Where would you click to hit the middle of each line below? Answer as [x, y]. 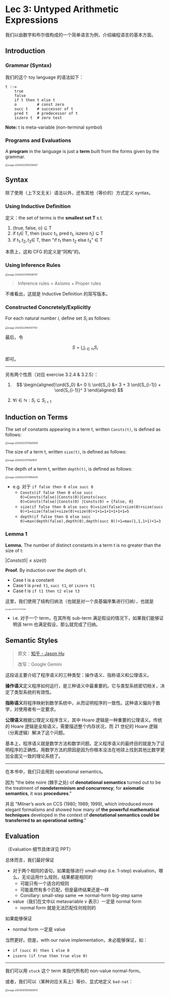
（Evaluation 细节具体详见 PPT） [39, 849]
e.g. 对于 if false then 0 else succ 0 [53, 487]
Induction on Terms [37, 417]
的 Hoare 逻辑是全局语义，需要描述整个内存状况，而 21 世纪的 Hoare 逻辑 [81, 726]
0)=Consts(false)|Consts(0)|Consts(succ [63, 497]
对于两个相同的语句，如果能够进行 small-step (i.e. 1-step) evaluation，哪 [88, 870]
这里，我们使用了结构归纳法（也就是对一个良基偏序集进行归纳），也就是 [79, 601]
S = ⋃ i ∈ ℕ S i [85, 348]
